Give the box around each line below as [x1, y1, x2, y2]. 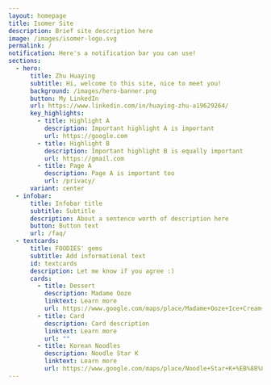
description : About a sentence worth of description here [29, 215, 229, 223]
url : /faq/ [29, 229, 67, 238]
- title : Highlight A [37, 117, 110, 125]
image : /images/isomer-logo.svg [8, 34, 117, 43]
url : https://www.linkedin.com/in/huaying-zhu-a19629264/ [29, 102, 229, 110]
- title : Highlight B [37, 139, 110, 148]
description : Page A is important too [44, 169, 175, 178]
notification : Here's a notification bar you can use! [8, 49, 197, 57]
